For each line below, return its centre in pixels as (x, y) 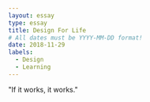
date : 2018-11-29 (37, 45)
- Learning (33, 67)
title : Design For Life (47, 30)
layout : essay (32, 15)
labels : (21, 52)
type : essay (28, 23)
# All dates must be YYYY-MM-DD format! (76, 38)
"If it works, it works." (43, 89)
